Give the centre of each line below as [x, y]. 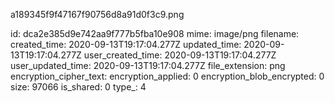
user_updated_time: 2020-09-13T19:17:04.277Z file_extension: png [148, 65]
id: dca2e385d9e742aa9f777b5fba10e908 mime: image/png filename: [155, 33]
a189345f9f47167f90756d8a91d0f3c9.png [97, 14]
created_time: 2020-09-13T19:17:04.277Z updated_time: [126, 44]
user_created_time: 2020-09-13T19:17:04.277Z [180, 55]
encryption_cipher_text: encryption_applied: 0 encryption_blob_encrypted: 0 [167, 76]
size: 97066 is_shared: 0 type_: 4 [78, 87]
